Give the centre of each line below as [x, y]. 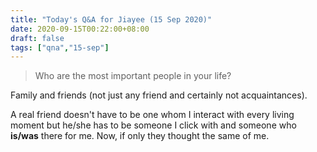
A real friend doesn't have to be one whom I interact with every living [152, 115]
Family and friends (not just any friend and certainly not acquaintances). [159, 95]
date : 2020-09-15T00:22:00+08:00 [80, 29]
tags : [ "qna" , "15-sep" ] [60, 47]
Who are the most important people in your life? [133, 76]
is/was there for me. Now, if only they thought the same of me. [140, 136]
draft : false [37, 38]
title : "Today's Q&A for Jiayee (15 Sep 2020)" [111, 19]
